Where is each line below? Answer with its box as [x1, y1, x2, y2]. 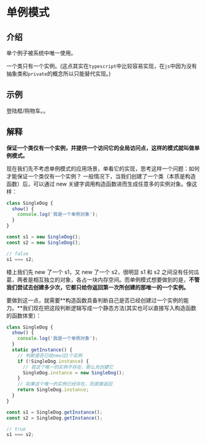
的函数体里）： [6, 312, 42, 319]
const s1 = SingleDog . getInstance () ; [6, 409, 103, 415]
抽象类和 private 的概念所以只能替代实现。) [6, 70, 112, 77]
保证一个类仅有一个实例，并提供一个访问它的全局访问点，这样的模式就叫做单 [6, 144, 200, 151]
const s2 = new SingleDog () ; [6, 240, 81, 246]
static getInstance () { [12, 347, 72, 353]
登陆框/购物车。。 [6, 107, 49, 114]
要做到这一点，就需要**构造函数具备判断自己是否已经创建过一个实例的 [6, 297, 184, 304]
